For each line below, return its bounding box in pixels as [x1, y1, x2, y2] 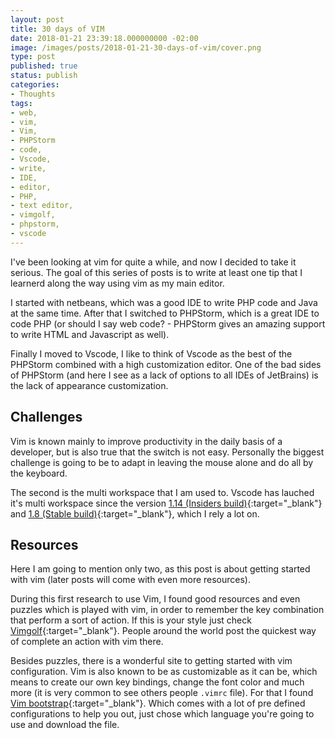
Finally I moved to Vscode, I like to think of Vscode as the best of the [10, 347, 293, 360]
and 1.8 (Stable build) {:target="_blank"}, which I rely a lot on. [10, 507, 260, 520]
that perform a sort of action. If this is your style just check [10, 614, 252, 626]
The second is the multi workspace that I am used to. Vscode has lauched [10, 486, 315, 498]
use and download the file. [10, 719, 120, 731]
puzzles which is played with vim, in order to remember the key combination [10, 604, 325, 616]
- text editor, [10, 201, 74, 211]
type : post [10, 52, 56, 62]
